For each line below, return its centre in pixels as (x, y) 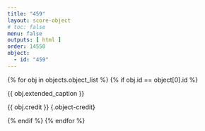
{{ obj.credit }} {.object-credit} (51, 107)
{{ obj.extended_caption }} (46, 93)
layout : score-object (39, 20)
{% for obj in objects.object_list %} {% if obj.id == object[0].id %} (103, 80)
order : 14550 (27, 46)
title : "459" (27, 14)
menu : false (25, 33)
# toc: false (27, 27)
